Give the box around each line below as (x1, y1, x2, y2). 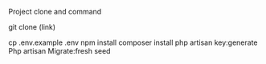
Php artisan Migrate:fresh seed (8, 46, 111, 55)
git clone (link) (8, 22, 56, 31)
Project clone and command (8, 7, 102, 16)
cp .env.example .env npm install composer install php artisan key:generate (8, 38, 259, 47)
